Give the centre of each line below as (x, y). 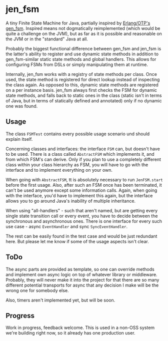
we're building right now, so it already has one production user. (70, 333)
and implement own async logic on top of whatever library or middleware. (81, 274)
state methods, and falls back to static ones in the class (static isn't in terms (84, 95)
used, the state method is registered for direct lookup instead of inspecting (83, 79)
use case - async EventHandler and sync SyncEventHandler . (67, 226)
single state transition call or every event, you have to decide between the (82, 216)
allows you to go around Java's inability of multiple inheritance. (71, 201)
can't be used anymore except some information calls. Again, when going (81, 190)
